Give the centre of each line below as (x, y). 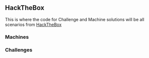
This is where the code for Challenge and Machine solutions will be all (74, 19)
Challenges (19, 50)
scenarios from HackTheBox (33, 24)
